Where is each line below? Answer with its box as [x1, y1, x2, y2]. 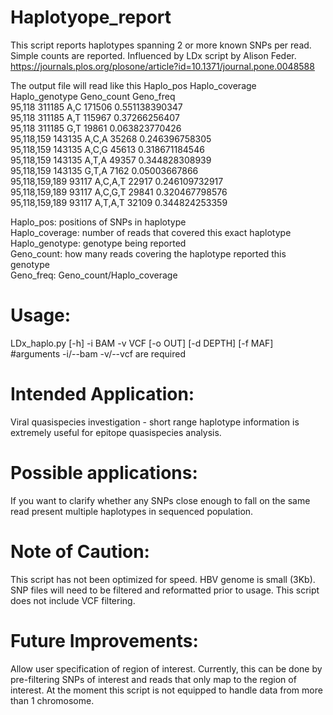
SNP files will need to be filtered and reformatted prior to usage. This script [10, 584, 320, 596]
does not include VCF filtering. [10, 594, 136, 606]
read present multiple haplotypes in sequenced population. [10, 505, 254, 517]
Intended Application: [10, 383, 195, 406]
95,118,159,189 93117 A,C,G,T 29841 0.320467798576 [10, 186, 228, 198]
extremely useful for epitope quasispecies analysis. [10, 426, 222, 438]
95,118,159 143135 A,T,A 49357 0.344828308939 [10, 154, 212, 166]
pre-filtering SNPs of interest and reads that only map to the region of [10, 673, 297, 685]
